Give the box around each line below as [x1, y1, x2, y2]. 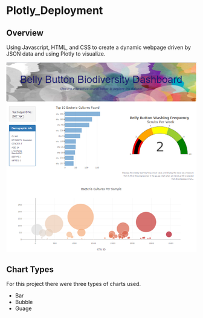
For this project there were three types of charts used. [6, 281, 141, 288]
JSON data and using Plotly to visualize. [6, 50, 106, 57]
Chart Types [6, 264, 54, 274]
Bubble [14, 299, 33, 306]
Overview [6, 28, 44, 38]
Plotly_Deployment [6, 4, 103, 18]
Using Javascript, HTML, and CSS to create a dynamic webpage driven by [6, 44, 192, 51]
